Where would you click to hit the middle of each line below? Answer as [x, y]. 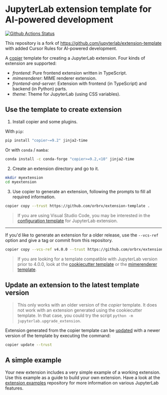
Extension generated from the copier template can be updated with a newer [83, 330]
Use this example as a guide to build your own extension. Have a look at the [83, 377]
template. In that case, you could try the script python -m [75, 315]
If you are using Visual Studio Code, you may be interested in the [84, 216]
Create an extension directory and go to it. [56, 168]
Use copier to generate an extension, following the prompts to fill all [82, 192]
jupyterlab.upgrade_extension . [49, 320]
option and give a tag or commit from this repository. [59, 240]
